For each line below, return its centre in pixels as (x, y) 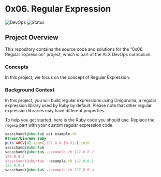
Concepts (17, 67)
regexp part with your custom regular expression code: (59, 125)
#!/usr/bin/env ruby (26, 139)
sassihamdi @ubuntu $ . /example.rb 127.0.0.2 (50, 152)
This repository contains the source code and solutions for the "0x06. (74, 49)
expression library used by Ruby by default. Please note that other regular (79, 105)
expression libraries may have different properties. (55, 111)
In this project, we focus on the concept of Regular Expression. (68, 77)
